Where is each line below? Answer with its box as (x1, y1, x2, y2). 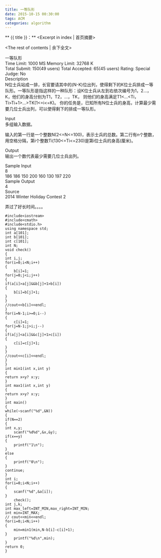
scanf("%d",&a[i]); (14, 489, 53, 494)
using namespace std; (5, 226, 49, 231)
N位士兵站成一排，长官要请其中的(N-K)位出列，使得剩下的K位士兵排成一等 (5, 82, 154, 88)
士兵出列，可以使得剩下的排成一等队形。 (17, 106, 98, 112)
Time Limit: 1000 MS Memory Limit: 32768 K (5, 61, 93, 66)
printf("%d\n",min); (14, 536, 55, 541)
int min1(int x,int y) (5, 367, 51, 371)
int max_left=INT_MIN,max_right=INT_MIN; (5, 506, 90, 511)
